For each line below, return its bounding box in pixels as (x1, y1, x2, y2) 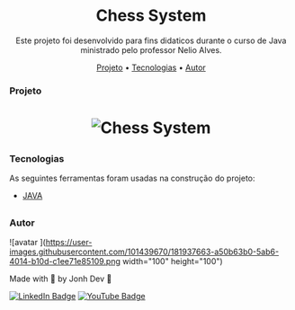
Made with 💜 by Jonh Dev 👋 (9, 273, 112, 284)
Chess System (95, 5, 207, 26)
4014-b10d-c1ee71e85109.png (9, 256, 121, 267)
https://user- (45, 237, 93, 248)
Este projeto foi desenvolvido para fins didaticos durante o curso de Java (15, 35, 287, 46)
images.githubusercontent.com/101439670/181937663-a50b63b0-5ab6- (9, 246, 280, 257)
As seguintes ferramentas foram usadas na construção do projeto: (9, 173, 255, 184)
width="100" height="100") (122, 256, 223, 267)
